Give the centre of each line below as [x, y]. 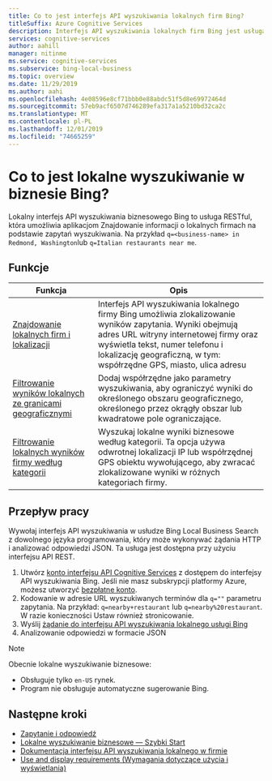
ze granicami [37, 404]
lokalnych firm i [42, 335]
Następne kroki [48, 714]
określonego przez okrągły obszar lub [170, 409]
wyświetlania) [43, 768]
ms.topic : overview [41, 76]
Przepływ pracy [49, 511]
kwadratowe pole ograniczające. [159, 418]
